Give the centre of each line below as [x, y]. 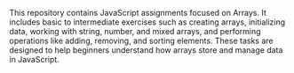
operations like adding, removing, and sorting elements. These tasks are [141, 40]
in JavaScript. [34, 59]
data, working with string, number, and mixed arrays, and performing [135, 31]
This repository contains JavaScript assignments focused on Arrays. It [138, 13]
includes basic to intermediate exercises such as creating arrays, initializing [147, 22]
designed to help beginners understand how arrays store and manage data [146, 50]
